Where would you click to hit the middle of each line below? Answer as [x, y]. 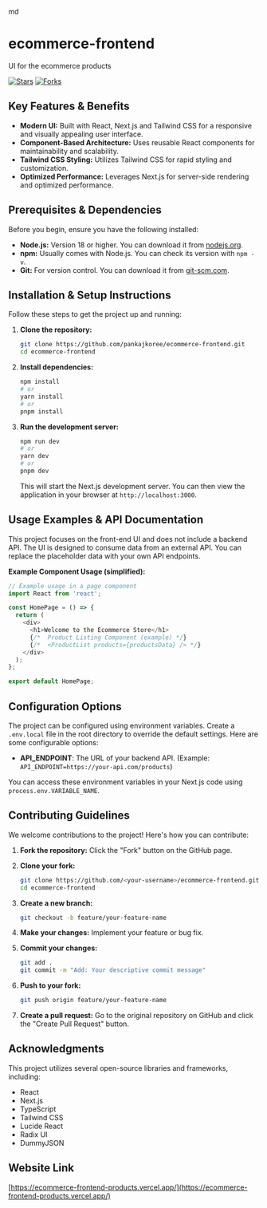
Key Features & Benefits [69, 107]
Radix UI [33, 1134]
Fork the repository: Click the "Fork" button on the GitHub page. [126, 850]
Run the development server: [69, 427]
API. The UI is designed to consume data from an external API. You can [125, 547]
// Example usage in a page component [73, 586]
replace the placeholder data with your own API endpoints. [104, 556]
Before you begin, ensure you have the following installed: [104, 229]
